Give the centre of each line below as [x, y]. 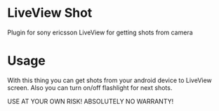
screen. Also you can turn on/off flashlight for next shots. [90, 87]
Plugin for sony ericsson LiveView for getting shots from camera [100, 32]
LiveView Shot [50, 13]
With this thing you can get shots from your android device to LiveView [109, 80]
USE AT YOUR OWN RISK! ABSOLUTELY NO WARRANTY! [91, 101]
